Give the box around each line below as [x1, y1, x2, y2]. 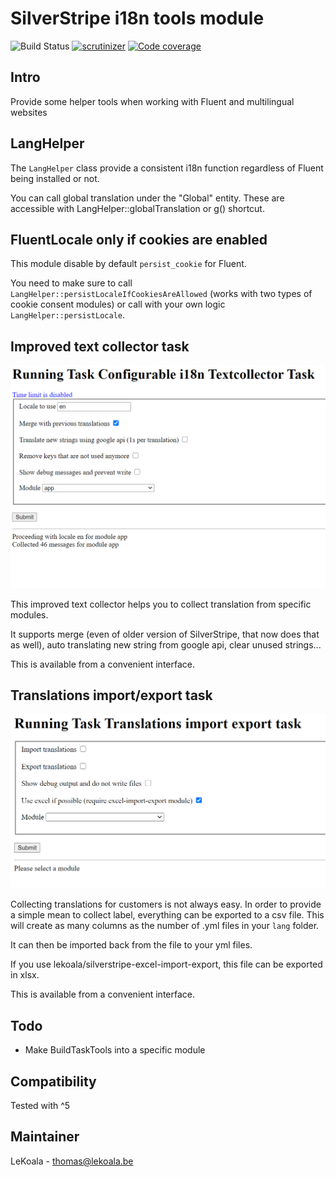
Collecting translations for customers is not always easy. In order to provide [10, 898, 322, 911]
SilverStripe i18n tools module [10, 7, 265, 30]
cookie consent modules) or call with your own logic [10, 298, 226, 311]
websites [10, 106, 48, 118]
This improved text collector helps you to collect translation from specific [10, 598, 312, 610]
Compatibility [10, 1073, 97, 1090]
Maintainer [10, 1128, 80, 1146]
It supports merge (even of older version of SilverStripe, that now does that [10, 628, 320, 640]
